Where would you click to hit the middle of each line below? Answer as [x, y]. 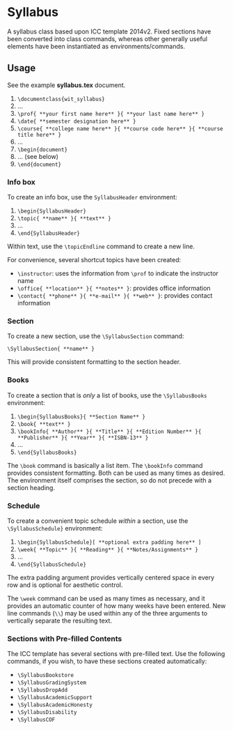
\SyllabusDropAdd [42, 690]
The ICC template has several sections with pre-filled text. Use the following [116, 654]
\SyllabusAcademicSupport [55, 698]
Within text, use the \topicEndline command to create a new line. [101, 246]
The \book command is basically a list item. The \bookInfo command [105, 465]
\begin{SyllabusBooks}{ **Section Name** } [81, 417]
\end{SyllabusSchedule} [52, 564]
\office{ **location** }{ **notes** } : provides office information [114, 288]
